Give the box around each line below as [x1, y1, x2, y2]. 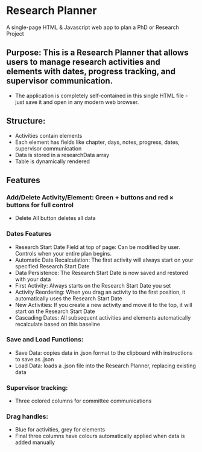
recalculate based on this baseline [14, 320, 101, 328]
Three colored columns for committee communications [14, 397, 152, 405]
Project [6, 30, 24, 37]
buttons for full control [6, 201, 74, 209]
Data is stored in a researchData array [14, 151, 110, 158]
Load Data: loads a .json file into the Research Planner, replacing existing [14, 362, 196, 369]
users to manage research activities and [6, 57, 161, 67]
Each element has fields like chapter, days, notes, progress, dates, [14, 138, 180, 146]
